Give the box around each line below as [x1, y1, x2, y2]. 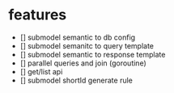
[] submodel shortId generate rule [19, 75, 134, 85]
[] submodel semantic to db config [19, 32, 136, 42]
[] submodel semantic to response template [19, 49, 166, 59]
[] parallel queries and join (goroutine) [19, 58, 147, 68]
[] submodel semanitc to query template [19, 40, 155, 50]
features [8, 6, 67, 24]
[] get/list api [19, 66, 63, 76]
